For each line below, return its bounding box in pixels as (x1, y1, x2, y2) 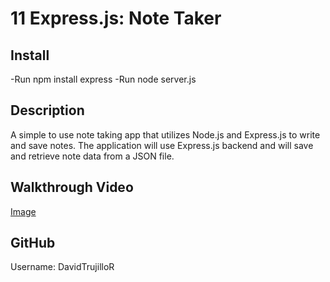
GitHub (10, 235, 56, 252)
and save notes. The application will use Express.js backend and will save (10, 139, 314, 151)
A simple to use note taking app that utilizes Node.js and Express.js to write (10, 128, 321, 141)
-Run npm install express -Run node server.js (10, 73, 197, 85)
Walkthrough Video (10, 179, 134, 196)
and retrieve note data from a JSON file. (10, 150, 175, 162)
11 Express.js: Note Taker (10, 7, 222, 30)
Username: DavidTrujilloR (10, 261, 115, 273)
